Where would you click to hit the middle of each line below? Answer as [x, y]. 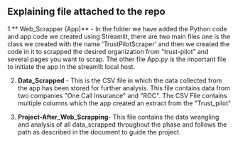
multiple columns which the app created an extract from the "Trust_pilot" [124, 103]
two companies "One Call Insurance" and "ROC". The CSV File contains [122, 95]
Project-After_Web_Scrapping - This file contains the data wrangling [118, 117]
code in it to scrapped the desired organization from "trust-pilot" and [108, 51]
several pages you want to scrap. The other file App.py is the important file [117, 59]
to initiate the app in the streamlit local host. [71, 66]
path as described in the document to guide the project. [99, 132]
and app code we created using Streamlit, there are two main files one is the [119, 36]
